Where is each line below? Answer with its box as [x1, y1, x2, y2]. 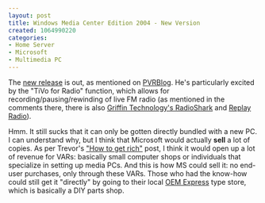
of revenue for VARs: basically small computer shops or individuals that [8, 151, 241, 161]
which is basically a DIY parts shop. [8, 186, 125, 195]
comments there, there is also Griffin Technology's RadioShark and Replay [8, 102, 252, 112]
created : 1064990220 [8, 26, 77, 34]
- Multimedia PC [8, 56, 62, 64]
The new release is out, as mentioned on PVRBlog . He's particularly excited [8, 77, 255, 87]
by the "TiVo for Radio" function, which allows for [8, 86, 170, 95]
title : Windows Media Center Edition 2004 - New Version [8, 19, 201, 27]
